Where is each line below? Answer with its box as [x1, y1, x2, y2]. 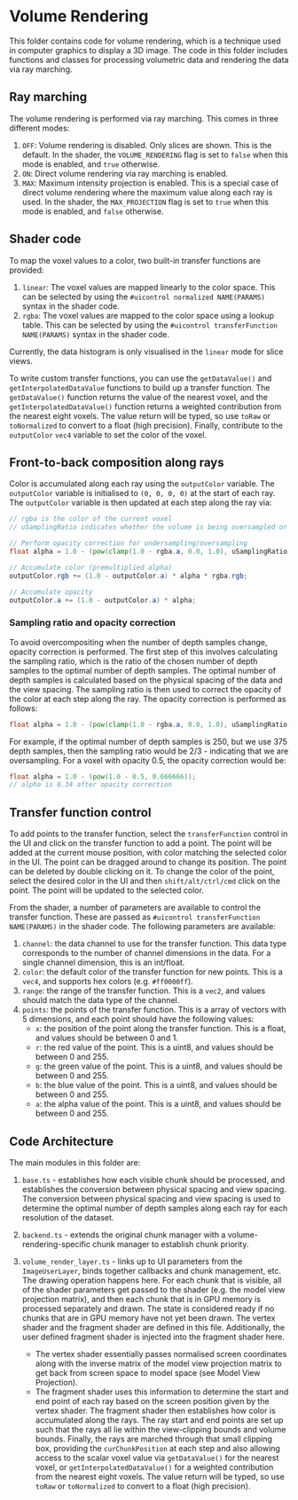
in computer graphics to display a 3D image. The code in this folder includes [9, 44, 288, 55]
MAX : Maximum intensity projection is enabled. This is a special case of [21, 178, 279, 188]
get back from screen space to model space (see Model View [35, 1367, 261, 1378]
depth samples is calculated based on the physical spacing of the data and [9, 675, 283, 685]
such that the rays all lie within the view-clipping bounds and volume [35, 1424, 286, 1434]
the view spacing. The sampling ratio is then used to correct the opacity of [9, 683, 282, 694]
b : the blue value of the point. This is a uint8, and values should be [35, 1080, 278, 1091]
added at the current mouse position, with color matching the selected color [9, 848, 287, 858]
